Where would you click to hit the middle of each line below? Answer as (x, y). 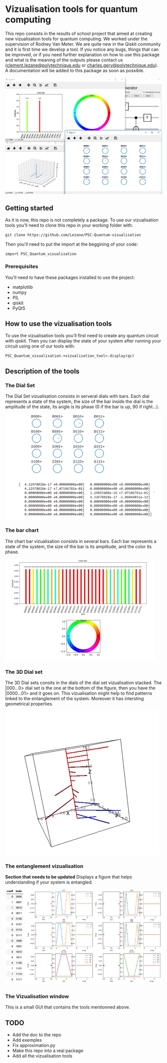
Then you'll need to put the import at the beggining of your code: (72, 244)
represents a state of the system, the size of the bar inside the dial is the (79, 402)
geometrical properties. (29, 704)
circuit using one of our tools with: (40, 346)
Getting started (29, 208)
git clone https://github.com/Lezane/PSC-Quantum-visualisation (73, 235)
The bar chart (22, 531)
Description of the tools (42, 371)
